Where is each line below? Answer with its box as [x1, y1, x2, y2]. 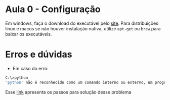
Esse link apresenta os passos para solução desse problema [5, 89, 132, 95]
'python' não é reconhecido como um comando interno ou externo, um [5, 80, 153, 85]
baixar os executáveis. [5, 31, 52, 37]
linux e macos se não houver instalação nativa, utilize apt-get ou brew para [5, 25, 161, 31]
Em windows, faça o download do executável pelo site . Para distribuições [5, 20, 158, 26]
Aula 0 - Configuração [5, 4, 101, 15]
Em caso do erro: [12, 65, 49, 71]
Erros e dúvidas [5, 49, 72, 60]
